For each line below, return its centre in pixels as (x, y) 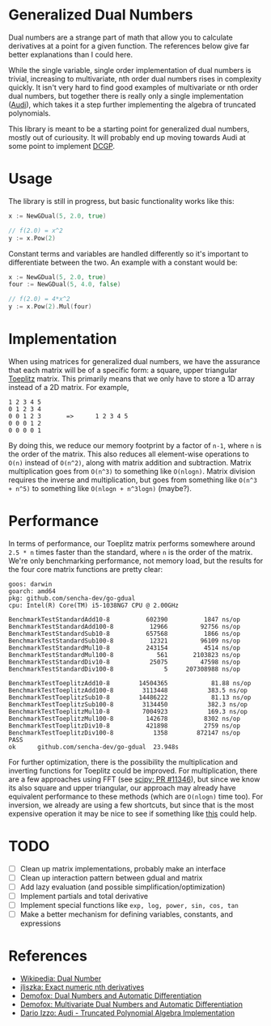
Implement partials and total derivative (84, 896)
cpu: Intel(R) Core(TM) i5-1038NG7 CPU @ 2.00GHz (94, 605)
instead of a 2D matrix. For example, (69, 387)
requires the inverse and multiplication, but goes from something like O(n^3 (133, 480)
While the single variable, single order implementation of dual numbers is (130, 70)
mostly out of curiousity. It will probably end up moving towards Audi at (127, 137)
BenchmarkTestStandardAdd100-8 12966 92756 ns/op (125, 626)
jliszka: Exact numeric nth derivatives (82, 987)
